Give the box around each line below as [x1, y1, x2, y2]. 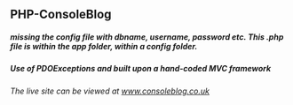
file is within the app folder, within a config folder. [10, 41, 198, 51]
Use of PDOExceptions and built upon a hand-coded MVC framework [10, 64, 272, 74]
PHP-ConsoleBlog [10, 7, 112, 22]
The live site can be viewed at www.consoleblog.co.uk [10, 86, 210, 96]
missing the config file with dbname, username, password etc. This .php [10, 31, 284, 42]
